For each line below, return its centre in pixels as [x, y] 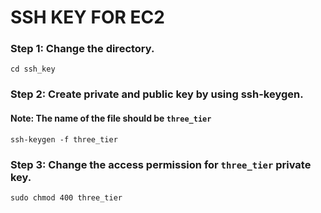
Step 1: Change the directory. [82, 49]
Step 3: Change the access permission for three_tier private [161, 164]
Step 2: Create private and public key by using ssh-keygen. [157, 94]
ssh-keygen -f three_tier [64, 139]
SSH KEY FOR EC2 [87, 17]
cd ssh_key [33, 69]
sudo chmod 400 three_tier [66, 197]
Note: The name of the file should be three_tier [111, 118]
